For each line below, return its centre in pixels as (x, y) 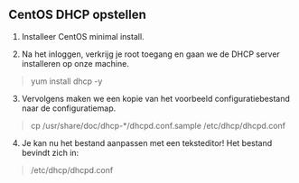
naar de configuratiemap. (69, 108)
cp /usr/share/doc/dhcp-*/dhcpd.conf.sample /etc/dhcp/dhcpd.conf (158, 125)
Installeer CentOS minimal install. (83, 36)
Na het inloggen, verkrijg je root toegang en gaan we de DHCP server (151, 54)
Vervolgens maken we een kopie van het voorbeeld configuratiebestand (155, 98)
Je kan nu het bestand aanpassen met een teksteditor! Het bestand (147, 142)
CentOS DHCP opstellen (77, 15)
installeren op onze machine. (75, 63)
